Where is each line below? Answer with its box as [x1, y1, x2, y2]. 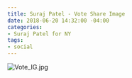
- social [7, 43, 33, 50]
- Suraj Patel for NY [7, 30, 72, 38]
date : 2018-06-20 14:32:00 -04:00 [7, 17, 110, 24]
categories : [7, 23, 43, 30]
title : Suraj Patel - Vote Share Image [7, 10, 126, 18]
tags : [7, 37, 23, 44]
